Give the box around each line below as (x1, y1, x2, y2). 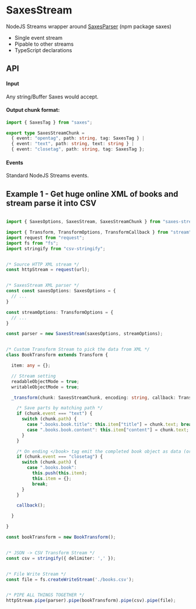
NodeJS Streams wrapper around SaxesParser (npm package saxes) (6, 23, 172, 30)
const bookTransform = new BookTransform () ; (6, 534, 116, 540)
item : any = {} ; (11, 362, 51, 368)
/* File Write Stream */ (6, 571, 66, 577)
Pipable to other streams (14, 40, 74, 47)
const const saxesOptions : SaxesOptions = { (6, 288, 116, 294)
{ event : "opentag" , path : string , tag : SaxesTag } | (11, 135, 145, 141)
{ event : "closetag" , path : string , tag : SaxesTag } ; (11, 146, 145, 152)
